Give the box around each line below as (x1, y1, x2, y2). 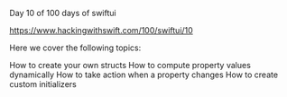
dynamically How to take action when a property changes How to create (9, 69, 278, 80)
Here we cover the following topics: (9, 42, 142, 53)
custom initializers (9, 79, 77, 89)
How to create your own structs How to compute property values (9, 60, 251, 70)
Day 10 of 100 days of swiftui (9, 8, 116, 18)
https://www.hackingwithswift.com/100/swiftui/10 (9, 25, 194, 35)
